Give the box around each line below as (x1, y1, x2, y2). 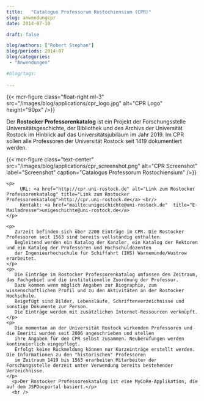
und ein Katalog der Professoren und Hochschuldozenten (6, 245, 151, 251)
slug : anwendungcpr (6, 15, 56, 21)
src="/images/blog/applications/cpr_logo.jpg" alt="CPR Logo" (6, 99, 163, 107)
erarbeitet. (6, 255, 37, 262)
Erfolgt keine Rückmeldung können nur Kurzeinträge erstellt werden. (14, 346, 195, 352)
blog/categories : (6, 54, 51, 60)
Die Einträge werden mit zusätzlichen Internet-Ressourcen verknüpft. (14, 309, 199, 315)
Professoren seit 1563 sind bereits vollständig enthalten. (6, 234, 163, 240)
